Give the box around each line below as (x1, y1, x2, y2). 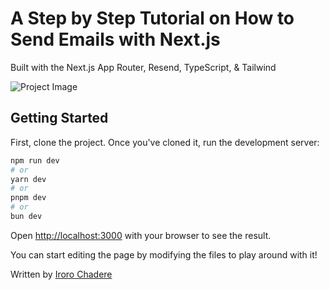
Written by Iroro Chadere (10, 268, 113, 280)
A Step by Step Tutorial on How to (10, 7, 295, 30)
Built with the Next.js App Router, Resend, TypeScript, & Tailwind (10, 61, 277, 73)
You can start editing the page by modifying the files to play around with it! (10, 248, 318, 261)
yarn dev (10, 174, 47, 184)
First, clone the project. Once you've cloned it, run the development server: (10, 136, 320, 148)
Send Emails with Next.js (10, 28, 221, 51)
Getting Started (10, 110, 109, 127)
